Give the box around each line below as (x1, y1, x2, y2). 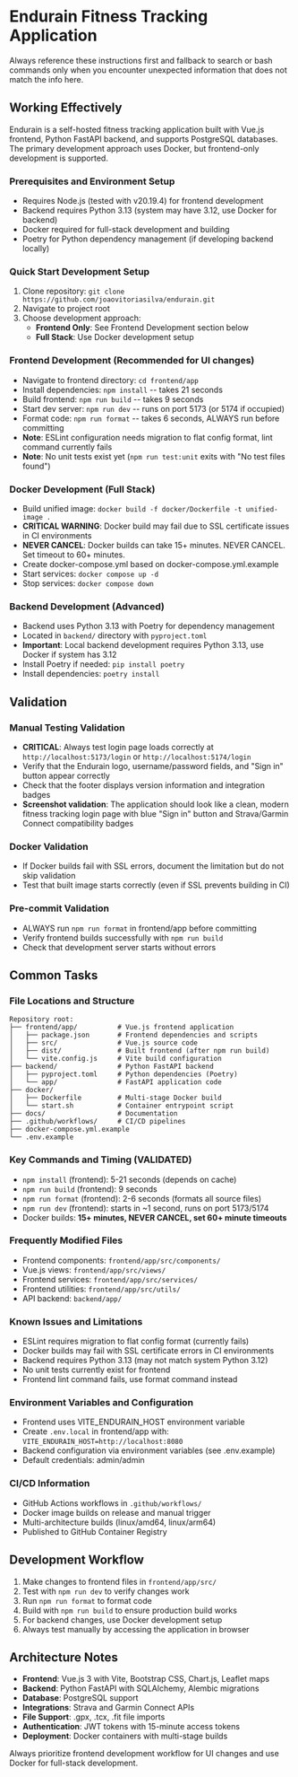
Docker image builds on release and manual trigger (21, 1507, 212, 1518)
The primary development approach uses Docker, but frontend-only (9, 143, 260, 153)
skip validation (21, 871, 76, 881)
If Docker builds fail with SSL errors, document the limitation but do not (21, 861, 285, 871)
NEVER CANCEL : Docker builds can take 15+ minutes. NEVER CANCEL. (21, 539, 286, 550)
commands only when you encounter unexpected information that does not (9, 65, 288, 75)
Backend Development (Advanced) (9, 600, 166, 612)
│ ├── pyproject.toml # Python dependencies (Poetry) (9, 1070, 239, 1079)
